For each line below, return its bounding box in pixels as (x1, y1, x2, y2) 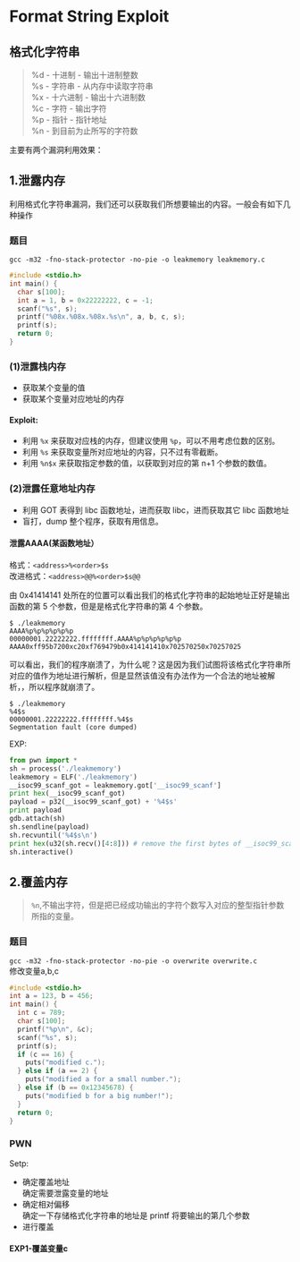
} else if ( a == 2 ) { (17, 1067, 98, 1076)
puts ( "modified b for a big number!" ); (25, 1091, 174, 1100)
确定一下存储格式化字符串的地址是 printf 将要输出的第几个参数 (21, 1210, 250, 1221)
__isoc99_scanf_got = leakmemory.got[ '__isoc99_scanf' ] (9, 780, 221, 789)
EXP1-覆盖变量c (9, 1243, 69, 1254)
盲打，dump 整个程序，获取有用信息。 (21, 516, 163, 526)
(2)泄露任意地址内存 (9, 482, 96, 495)
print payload (9, 806, 62, 815)
